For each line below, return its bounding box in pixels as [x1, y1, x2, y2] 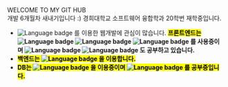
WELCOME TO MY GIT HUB [7, 6, 86, 14]
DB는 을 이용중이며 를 [17, 64, 190, 71]
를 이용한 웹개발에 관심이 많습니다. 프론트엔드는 [74, 29, 202, 37]
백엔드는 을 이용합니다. [17, 55, 136, 63]
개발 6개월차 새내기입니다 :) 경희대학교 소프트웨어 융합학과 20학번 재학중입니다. [7, 14, 222, 22]
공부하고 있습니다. [146, 46, 195, 54]
